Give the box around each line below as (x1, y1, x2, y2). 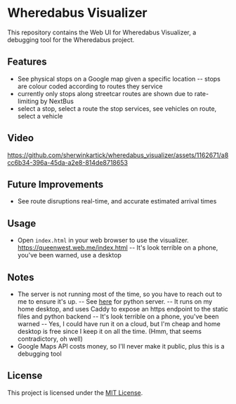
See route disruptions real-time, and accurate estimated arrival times (17, 197, 217, 206)
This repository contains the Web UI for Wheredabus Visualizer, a (7, 28, 197, 36)
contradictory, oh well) (17, 335, 83, 343)
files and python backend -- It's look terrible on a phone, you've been (17, 312, 219, 321)
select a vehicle (17, 112, 63, 120)
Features (7, 56, 47, 68)
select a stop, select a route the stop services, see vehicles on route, (17, 104, 217, 113)
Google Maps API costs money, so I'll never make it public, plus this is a (17, 342, 225, 350)
